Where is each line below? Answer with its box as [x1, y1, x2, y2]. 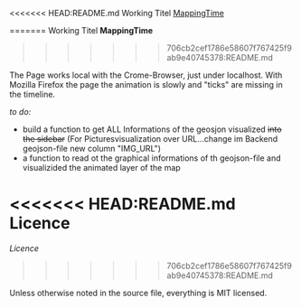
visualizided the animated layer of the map [22, 163, 181, 172]
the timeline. [9, 89, 56, 99]
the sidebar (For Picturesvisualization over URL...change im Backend [22, 134, 278, 144]
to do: [9, 107, 32, 116]
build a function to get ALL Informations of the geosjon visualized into [22, 124, 282, 135]
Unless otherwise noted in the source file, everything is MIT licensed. [9, 287, 268, 298]
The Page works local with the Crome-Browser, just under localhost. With [9, 70, 283, 80]
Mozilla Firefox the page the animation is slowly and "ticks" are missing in [9, 79, 283, 89]
